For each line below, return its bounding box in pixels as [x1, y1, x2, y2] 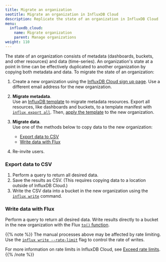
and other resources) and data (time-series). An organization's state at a [5, 58, 153, 64]
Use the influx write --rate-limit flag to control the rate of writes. [5, 237, 145, 243]
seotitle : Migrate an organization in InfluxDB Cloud [5, 12, 119, 17]
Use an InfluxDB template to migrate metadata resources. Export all [12, 99, 150, 105]
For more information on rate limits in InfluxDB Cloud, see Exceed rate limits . [5, 246, 161, 253]
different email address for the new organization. [12, 84, 112, 90]
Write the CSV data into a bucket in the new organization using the [12, 188, 148, 194]
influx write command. [12, 193, 62, 199]
